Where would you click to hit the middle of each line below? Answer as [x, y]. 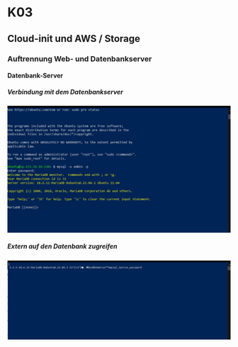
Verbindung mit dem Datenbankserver [66, 92]
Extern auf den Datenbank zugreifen [62, 246]
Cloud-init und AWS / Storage [74, 39]
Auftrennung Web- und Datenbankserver [80, 59]
